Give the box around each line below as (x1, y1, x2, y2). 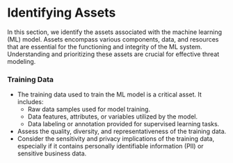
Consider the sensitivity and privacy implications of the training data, (17, 135, 215, 143)
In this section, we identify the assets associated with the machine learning (7, 28, 223, 36)
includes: (17, 98, 44, 106)
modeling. (7, 57, 36, 65)
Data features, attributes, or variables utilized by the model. (27, 112, 198, 121)
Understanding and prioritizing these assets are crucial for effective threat (7, 50, 220, 58)
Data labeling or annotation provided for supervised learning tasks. (27, 120, 220, 128)
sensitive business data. (17, 149, 87, 157)
